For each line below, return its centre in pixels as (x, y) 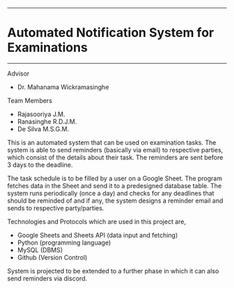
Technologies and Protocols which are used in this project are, (97, 222)
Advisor (18, 73)
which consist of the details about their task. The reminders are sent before (115, 157)
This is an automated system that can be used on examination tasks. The (112, 142)
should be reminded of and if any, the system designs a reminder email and (115, 201)
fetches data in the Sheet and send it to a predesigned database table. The (115, 185)
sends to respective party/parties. (56, 208)
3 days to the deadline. (40, 164)
